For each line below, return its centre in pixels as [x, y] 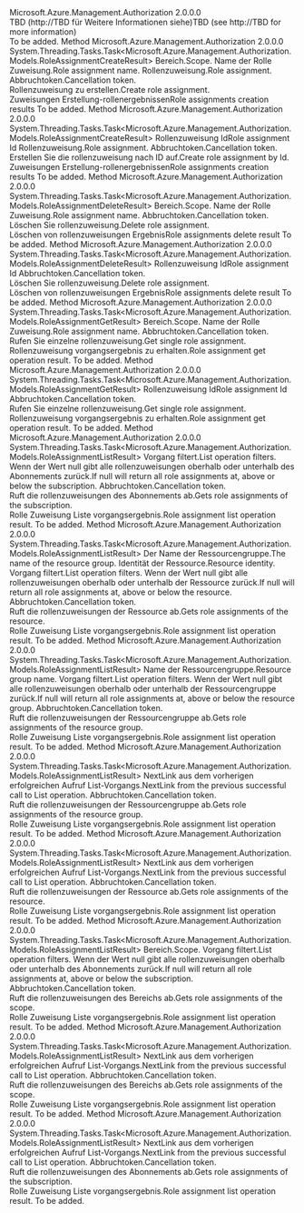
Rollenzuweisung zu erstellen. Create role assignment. [110, 90]
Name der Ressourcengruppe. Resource [218, 669]
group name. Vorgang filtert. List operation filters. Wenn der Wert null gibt [146, 679]
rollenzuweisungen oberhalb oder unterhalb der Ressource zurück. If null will [152, 582]
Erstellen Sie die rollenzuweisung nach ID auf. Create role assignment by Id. [149, 157]
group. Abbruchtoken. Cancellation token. [86, 708]
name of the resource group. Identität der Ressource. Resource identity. [142, 563]
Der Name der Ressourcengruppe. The [215, 553]
